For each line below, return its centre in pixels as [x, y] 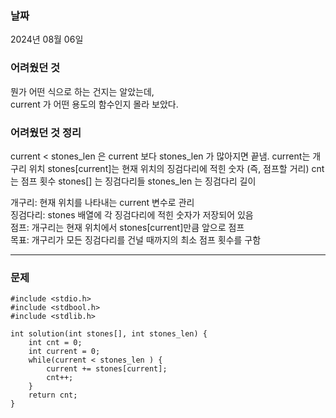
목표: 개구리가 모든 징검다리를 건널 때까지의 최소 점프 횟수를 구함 [136, 239]
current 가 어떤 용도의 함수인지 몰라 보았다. [94, 104]
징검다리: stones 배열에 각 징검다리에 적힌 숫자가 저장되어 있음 [132, 214]
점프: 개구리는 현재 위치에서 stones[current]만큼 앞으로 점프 [127, 227]
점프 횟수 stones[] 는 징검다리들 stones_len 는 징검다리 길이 [138, 181]
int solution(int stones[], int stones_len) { [109, 334]
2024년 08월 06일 [47, 39]
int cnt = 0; [55, 343]
